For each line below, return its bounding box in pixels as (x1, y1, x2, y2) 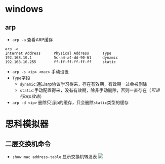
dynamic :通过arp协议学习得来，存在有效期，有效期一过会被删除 (19, 81, 147, 87)
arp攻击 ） (24, 94, 44, 99)
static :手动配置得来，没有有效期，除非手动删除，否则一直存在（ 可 (19, 87, 156, 93)
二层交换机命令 (5, 139, 51, 148)
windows (5, 3, 43, 15)
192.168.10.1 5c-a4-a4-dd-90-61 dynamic (5, 55, 119, 60)
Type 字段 (12, 75, 31, 81)
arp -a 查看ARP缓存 (12, 37, 53, 42)
